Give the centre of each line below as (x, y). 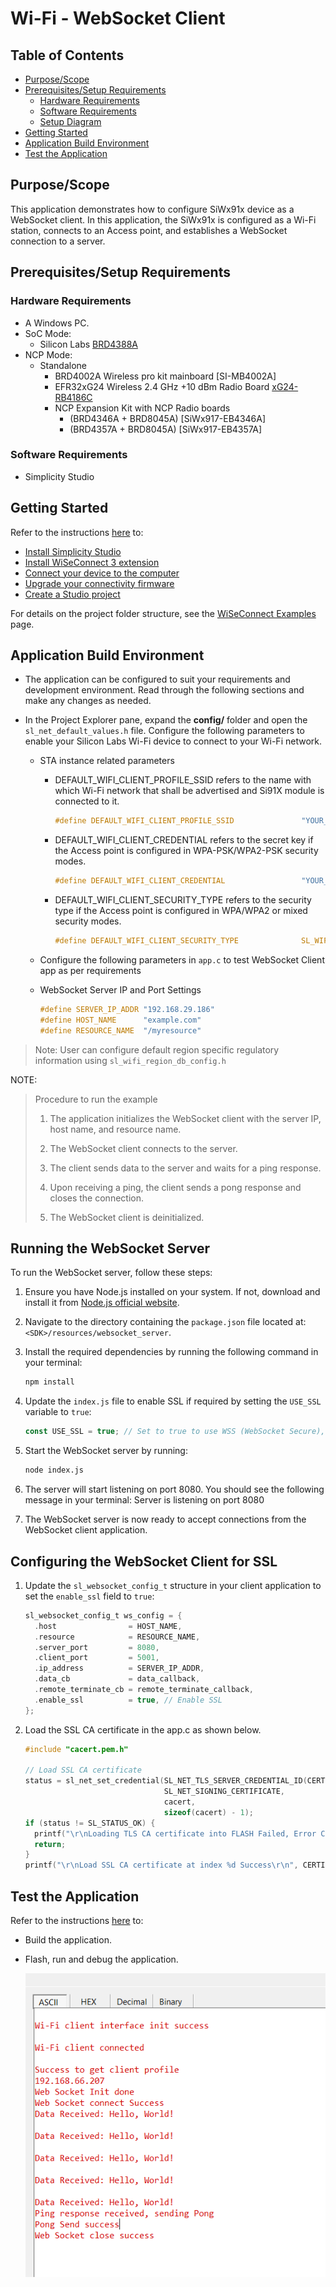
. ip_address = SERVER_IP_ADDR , (119, 1668)
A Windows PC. (57, 323)
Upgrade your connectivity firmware (99, 583)
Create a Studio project (72, 594)
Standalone (63, 365)
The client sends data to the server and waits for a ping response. (185, 1168)
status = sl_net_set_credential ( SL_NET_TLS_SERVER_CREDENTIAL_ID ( (166, 1781)
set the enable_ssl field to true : (89, 1596)
